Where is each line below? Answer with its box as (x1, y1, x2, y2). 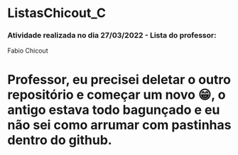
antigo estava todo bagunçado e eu (7, 102, 220, 118)
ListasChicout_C (7, 5, 107, 21)
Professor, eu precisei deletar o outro (7, 71, 231, 87)
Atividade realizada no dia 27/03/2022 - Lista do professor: (7, 31, 217, 41)
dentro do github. (7, 132, 112, 148)
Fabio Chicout (7, 46, 48, 55)
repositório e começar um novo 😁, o (7, 87, 226, 102)
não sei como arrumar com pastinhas (7, 117, 232, 133)
